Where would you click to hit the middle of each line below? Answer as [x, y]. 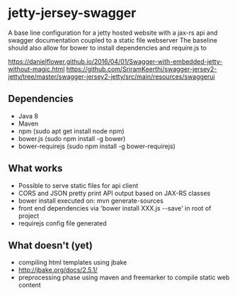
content [29, 285]
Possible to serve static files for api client [78, 185]
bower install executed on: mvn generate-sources [91, 201]
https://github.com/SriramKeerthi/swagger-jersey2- [141, 69]
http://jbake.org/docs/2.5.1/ [58, 270]
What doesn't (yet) [50, 245]
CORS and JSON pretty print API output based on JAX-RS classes [114, 193]
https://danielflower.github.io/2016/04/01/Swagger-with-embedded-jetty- [115, 61]
